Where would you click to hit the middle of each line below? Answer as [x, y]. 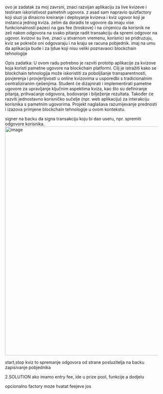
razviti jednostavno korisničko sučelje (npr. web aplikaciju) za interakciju [77, 99]
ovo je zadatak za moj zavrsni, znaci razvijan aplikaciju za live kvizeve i [76, 7]
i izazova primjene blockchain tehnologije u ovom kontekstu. [65, 109]
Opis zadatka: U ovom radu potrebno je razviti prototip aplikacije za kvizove [81, 63]
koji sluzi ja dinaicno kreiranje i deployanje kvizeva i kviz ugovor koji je [75, 17]
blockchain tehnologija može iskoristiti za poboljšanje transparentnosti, [76, 73]
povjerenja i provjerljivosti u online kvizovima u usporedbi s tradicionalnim [79, 78]
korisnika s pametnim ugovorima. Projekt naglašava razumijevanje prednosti [81, 104]
